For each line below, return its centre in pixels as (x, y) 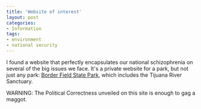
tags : (13, 34)
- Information (24, 28)
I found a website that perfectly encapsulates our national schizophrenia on (100, 62)
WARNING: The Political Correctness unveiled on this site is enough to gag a (101, 93)
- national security (32, 46)
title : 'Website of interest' (44, 12)
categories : (21, 23)
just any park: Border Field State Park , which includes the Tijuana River (94, 75)
